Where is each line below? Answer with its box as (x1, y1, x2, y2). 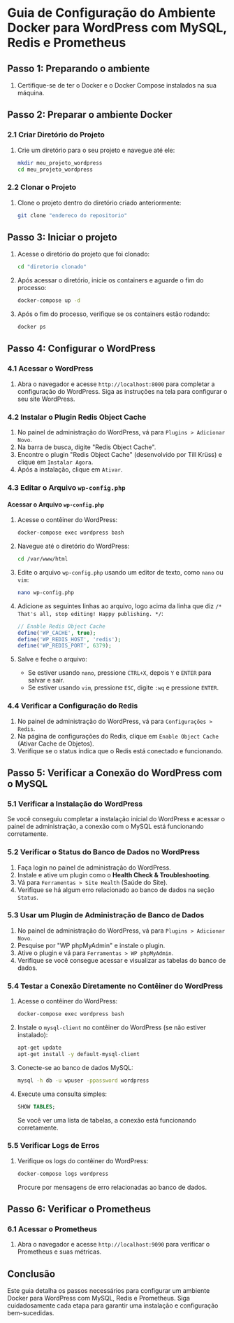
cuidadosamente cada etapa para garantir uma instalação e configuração (7, 1301, 219, 1310)
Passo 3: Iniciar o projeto (7, 231, 117, 243)
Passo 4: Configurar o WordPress (7, 343, 156, 355)
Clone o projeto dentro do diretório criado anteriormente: (17, 198, 182, 207)
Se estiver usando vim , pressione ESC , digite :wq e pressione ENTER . (27, 683, 219, 692)
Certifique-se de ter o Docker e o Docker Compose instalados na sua (17, 81, 217, 89)
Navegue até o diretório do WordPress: (17, 542, 130, 551)
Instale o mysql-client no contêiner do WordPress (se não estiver (17, 1023, 206, 1031)
